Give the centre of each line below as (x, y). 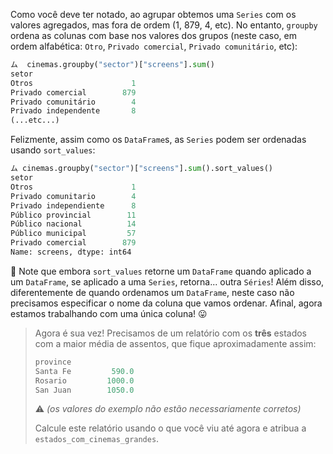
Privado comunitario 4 (73, 196)
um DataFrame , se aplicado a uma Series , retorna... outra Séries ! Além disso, (167, 281)
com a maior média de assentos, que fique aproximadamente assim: (175, 343)
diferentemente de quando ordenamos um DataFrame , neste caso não (152, 292)
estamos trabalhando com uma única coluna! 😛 (109, 313)
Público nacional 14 (73, 224)
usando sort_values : (53, 150)
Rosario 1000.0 (84, 380)
